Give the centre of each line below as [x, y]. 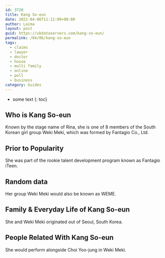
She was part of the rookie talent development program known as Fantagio [83, 160]
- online [19, 71]
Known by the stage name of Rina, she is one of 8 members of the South [80, 127]
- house [18, 61]
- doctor [19, 57]
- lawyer [19, 52]
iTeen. [12, 166]
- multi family [26, 66]
